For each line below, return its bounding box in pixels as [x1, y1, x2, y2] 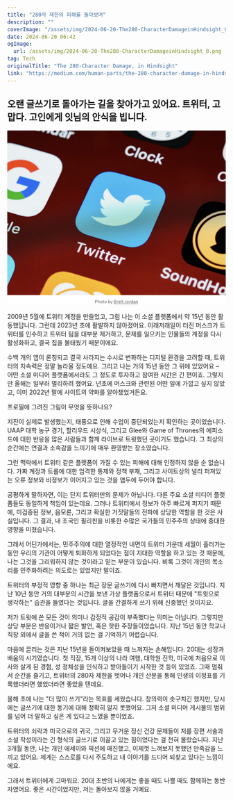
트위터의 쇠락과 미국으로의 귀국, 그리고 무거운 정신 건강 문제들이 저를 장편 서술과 [7, 726, 224, 735]
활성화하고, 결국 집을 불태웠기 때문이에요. [7, 338, 119, 347]
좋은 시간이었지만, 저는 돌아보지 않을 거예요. [33, 785, 151, 793]
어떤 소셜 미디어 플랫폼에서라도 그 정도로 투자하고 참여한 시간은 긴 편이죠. [7, 370, 205, 379]
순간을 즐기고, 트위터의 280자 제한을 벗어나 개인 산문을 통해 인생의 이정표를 [14, 671, 218, 679]
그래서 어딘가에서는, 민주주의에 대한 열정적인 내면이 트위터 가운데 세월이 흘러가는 [7, 539, 226, 548]
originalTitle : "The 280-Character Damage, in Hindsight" [7, 63, 178, 70]
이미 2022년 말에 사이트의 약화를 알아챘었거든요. [16, 388, 148, 396]
